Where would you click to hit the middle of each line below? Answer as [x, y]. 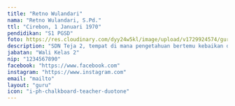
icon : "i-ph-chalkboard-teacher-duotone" [69, 91]
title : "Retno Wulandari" [45, 14]
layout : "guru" [29, 85]
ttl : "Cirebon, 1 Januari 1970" [54, 26]
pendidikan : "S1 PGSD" [40, 33]
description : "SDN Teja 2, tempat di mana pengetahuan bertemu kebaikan [115, 46]
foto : [15, 40]
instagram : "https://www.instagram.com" [67, 72]
